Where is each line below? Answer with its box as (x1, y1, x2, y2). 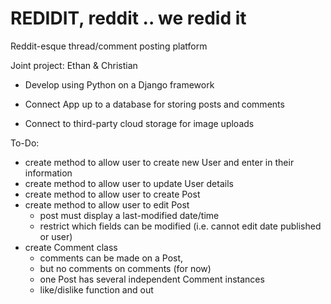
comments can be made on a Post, (39, 252, 184, 264)
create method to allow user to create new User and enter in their (24, 156, 295, 168)
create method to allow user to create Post (24, 188, 201, 200)
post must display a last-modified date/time (39, 209, 220, 221)
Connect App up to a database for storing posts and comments (24, 98, 285, 110)
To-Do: (10, 137, 40, 149)
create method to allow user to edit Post (24, 198, 190, 211)
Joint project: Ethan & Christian (10, 59, 138, 71)
